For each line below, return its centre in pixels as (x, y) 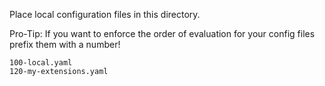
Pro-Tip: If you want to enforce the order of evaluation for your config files (162, 33)
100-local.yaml (41, 63)
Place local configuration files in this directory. (105, 14)
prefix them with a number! (65, 44)
